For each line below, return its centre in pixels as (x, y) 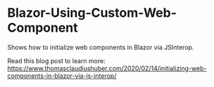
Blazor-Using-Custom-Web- (92, 13)
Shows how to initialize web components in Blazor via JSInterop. (101, 47)
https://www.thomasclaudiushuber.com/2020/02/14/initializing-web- (107, 68)
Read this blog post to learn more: (56, 60)
